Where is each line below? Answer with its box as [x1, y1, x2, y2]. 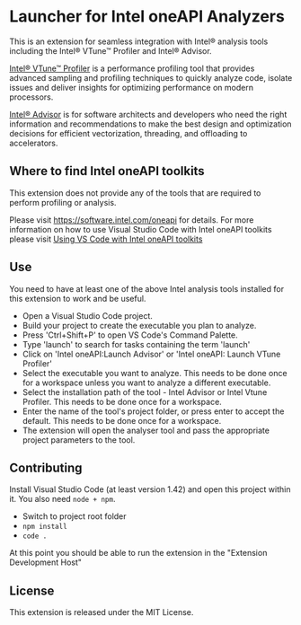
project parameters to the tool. [22, 434, 136, 445]
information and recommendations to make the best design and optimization [9, 119, 292, 129]
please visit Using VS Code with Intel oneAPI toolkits [9, 233, 203, 244]
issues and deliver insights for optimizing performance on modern [9, 82, 254, 92]
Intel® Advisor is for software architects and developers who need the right [9, 109, 288, 119]
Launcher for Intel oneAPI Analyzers [9, 6, 285, 27]
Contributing [9, 460, 83, 475]
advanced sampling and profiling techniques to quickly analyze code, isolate [9, 72, 293, 83]
